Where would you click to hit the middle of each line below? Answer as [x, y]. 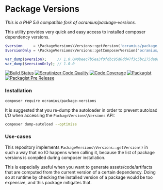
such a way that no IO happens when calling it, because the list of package [80, 152]
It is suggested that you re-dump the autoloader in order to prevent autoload [81, 110]
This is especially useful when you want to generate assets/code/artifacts [79, 167]
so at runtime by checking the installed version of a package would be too [79, 177]
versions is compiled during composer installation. [55, 157]
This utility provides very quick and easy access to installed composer [75, 32]
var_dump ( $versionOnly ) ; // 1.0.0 [40, 64]
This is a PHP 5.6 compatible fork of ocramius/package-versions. [71, 22]
